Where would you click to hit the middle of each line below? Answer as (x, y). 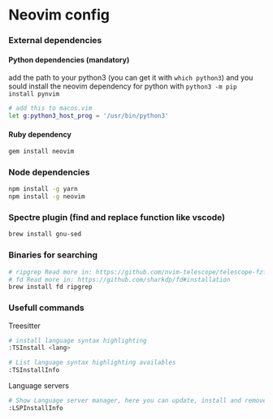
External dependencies (55, 41)
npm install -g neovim (47, 197)
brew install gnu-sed (45, 234)
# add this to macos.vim (50, 108)
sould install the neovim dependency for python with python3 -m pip (123, 86)
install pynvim (34, 94)
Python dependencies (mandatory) (69, 59)
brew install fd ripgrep (50, 287)
